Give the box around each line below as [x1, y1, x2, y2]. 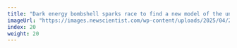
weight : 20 [7, 30, 39, 37]
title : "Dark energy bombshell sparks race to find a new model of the [7, 10, 222, 18]
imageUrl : [7, 17, 37, 24]
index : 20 [7, 23, 37, 30]
